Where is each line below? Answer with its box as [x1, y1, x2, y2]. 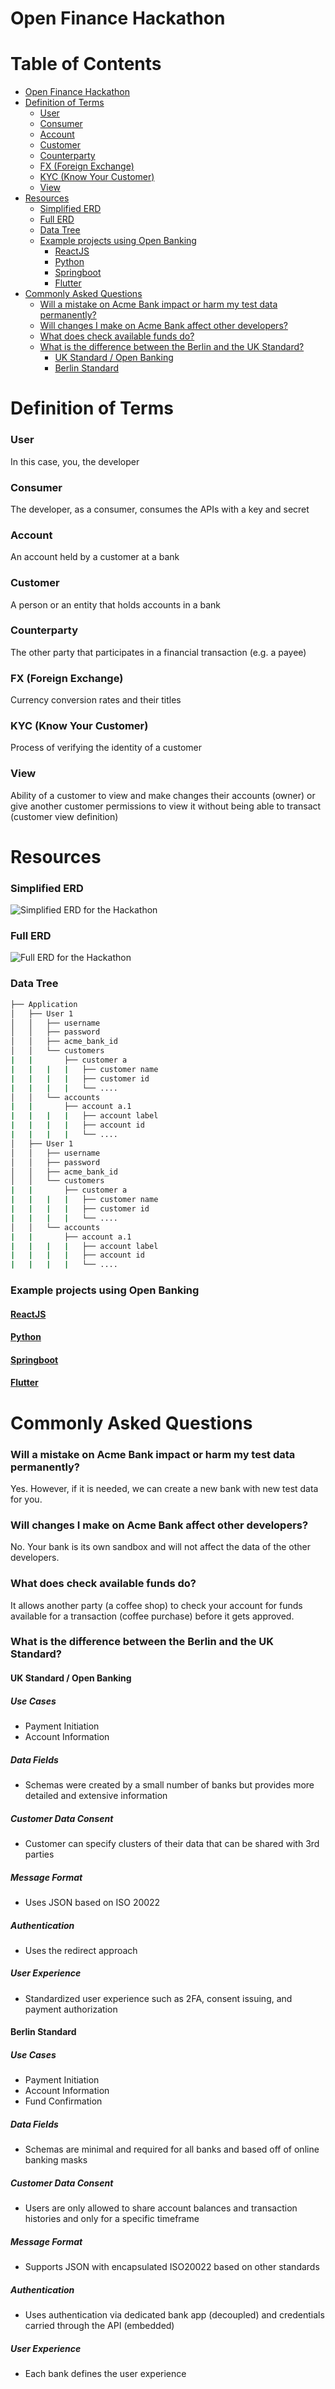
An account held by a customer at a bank [10, 551, 180, 563]
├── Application [10, 999, 78, 1009]
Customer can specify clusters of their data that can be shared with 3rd [24, 1837, 320, 1849]
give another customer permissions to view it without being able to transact [10, 800, 322, 812]
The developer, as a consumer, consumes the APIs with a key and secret [10, 503, 310, 515]
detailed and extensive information [24, 1789, 168, 1801]
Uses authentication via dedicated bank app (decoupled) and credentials [24, 2309, 325, 2321]
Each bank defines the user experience [24, 2368, 187, 2380]
